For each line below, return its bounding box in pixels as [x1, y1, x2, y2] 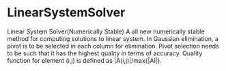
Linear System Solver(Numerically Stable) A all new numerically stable [7, 27, 205, 35]
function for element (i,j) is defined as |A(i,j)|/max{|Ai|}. [7, 56, 162, 64]
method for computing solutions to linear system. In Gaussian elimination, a [7, 34, 218, 42]
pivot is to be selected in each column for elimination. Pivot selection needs [7, 42, 220, 50]
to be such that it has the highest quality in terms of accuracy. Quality [7, 49, 203, 57]
